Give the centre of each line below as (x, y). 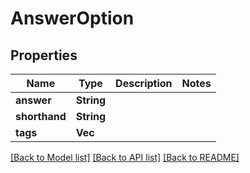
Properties (44, 55)
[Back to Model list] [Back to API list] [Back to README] (125, 157)
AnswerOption (72, 18)
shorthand (41, 116)
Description (144, 83)
